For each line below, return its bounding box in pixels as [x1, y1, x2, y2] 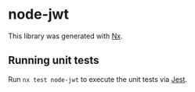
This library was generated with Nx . [8, 31, 123, 41]
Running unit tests [8, 54, 99, 67]
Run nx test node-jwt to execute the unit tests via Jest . [8, 74, 188, 83]
